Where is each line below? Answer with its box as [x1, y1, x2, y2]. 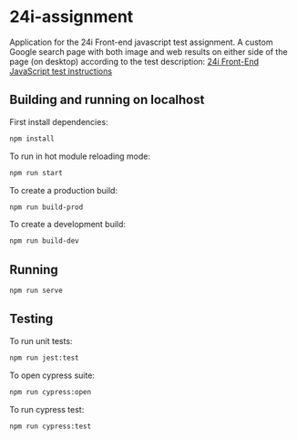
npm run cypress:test [9, 422, 92, 431]
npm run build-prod [9, 203, 84, 212]
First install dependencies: [9, 116, 108, 127]
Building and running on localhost [9, 92, 205, 108]
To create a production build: [9, 184, 118, 195]
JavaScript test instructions [9, 66, 112, 77]
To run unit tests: [9, 335, 73, 346]
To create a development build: [9, 219, 126, 230]
